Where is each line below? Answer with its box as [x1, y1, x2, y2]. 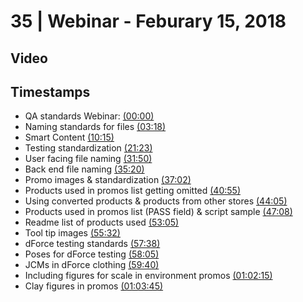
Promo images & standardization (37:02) [24, 174, 192, 186]
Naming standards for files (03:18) [24, 121, 167, 133]
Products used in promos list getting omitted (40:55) [24, 185, 241, 197]
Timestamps [10, 83, 91, 100]
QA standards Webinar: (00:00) [24, 110, 155, 122]
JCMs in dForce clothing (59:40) [24, 259, 160, 271]
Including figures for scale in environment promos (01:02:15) [24, 270, 273, 282]
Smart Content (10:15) [24, 131, 115, 144]
